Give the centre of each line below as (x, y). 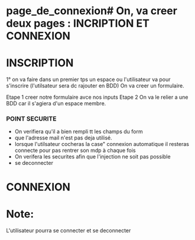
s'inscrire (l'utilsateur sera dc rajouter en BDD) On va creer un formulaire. (95, 86)
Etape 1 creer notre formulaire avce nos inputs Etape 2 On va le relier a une (97, 97)
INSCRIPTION (40, 63)
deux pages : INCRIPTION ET (78, 23)
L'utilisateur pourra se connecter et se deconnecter (69, 230)
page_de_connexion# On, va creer (92, 11)
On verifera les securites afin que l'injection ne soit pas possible (92, 157)
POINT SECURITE (31, 119)
